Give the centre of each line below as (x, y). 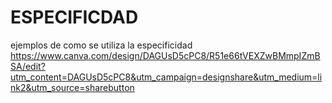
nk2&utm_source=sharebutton (72, 87)
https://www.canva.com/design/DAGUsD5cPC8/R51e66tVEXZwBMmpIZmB (165, 55)
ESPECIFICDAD (74, 17)
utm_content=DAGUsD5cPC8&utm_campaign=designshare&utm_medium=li (166, 77)
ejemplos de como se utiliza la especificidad (101, 45)
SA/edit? (28, 66)
